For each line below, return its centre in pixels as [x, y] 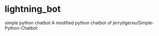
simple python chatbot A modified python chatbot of [58, 23]
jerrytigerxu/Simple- [134, 23]
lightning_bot [33, 9]
